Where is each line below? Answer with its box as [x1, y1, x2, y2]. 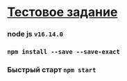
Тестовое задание [7, 4, 118, 20]
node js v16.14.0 [7, 29, 64, 39]
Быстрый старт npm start [7, 64, 96, 74]
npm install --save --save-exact [7, 48, 120, 56]
